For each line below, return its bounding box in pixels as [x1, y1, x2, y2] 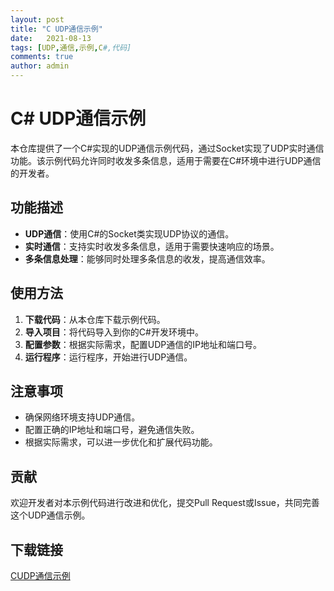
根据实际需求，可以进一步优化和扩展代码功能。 [24, 436, 218, 448]
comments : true [10, 52, 74, 62]
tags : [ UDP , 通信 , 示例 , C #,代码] [10, 42, 132, 53]
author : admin [10, 61, 70, 71]
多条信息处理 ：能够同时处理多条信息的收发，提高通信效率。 [24, 252, 271, 265]
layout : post [10, 14, 65, 25]
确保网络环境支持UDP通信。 [24, 411, 141, 423]
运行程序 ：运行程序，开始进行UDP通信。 [24, 351, 193, 363]
